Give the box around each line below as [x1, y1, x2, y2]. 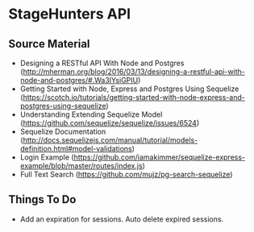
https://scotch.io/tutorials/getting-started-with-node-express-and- [23, 93, 246, 101]
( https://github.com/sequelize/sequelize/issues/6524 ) [19, 118, 200, 127]
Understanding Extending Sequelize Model [19, 110, 163, 119]
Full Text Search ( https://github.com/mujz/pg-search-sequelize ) [19, 170, 233, 179]
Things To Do [8, 193, 77, 206]
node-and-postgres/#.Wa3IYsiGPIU [19, 76, 139, 85]
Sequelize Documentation [19, 126, 106, 136]
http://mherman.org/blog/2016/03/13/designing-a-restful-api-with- [23, 67, 246, 77]
